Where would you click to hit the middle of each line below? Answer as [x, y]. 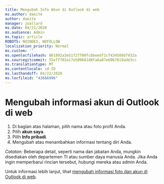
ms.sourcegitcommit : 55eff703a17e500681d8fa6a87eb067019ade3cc [71, 60]
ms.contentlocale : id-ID [30, 69]
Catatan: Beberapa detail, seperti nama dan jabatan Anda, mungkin [73, 151]
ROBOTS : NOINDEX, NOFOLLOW [33, 42]
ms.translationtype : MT [29, 64]
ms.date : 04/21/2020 [26, 28]
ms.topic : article [24, 37]
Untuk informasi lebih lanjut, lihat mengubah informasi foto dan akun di [76, 171]
